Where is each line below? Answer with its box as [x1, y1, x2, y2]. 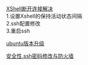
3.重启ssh [6, 27, 30, 34]
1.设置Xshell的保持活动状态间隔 [6, 12, 82, 19]
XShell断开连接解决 [6, 5, 54, 12]
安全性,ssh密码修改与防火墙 [6, 53, 74, 59]
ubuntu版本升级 [6, 40, 45, 47]
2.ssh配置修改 [6, 20, 40, 27]
